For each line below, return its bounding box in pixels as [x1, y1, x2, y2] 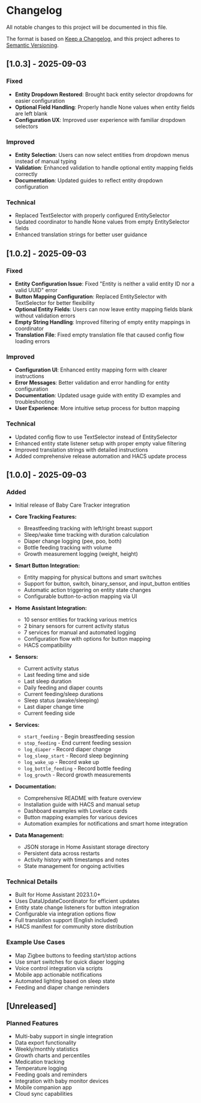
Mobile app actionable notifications [14, 971, 102, 978]
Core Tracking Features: [14, 513, 77, 521]
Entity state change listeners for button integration [14, 904, 139, 911]
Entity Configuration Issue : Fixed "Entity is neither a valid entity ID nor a [14, 280, 195, 287]
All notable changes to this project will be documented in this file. [6, 23, 168, 31]
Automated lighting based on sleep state [14, 977, 115, 985]
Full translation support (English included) [14, 917, 118, 924]
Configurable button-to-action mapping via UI [23, 593, 137, 600]
